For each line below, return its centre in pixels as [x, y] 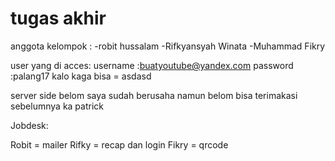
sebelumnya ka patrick [57, 106]
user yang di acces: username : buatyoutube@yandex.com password [152, 65]
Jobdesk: [29, 125]
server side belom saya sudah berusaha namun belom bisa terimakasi [154, 95]
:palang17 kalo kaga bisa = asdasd [81, 76]
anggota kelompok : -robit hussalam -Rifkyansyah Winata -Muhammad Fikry [168, 46]
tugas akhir [58, 18]
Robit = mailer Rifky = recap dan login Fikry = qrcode [119, 144]
